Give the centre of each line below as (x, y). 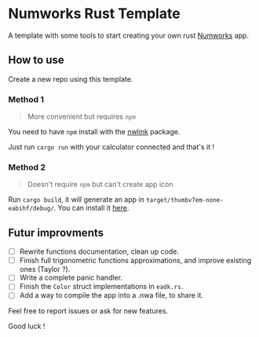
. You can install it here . (91, 208)
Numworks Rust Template (94, 14)
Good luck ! (27, 326)
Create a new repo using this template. (71, 79)
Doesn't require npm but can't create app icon (100, 185)
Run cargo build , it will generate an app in (77, 200)
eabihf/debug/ (31, 209)
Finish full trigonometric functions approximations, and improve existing (135, 261)
